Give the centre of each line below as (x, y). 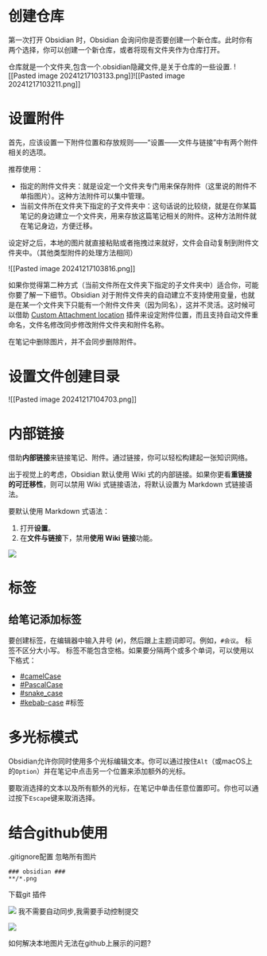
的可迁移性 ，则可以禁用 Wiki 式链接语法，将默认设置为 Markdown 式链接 (127, 484)
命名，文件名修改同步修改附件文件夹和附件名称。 (88, 324)
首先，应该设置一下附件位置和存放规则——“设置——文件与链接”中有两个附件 (133, 142)
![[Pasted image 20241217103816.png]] (72, 268)
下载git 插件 (27, 894)
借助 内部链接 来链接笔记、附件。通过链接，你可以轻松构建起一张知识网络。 (130, 457)
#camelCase (41, 676)
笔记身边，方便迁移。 (62, 225)
